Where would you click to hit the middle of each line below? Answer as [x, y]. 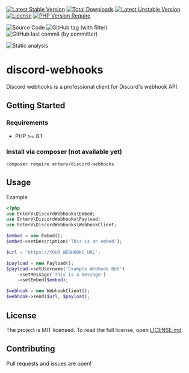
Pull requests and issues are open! [49, 363]
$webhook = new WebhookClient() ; [48, 291]
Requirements [27, 123]
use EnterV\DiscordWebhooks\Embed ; [51, 214]
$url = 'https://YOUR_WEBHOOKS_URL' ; [54, 252]
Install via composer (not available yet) [64, 151]
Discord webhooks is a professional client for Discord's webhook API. [92, 86]
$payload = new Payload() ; [40, 263]
